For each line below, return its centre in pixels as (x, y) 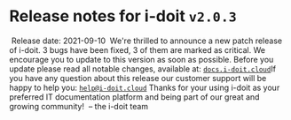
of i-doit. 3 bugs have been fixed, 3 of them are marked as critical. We (138, 49)
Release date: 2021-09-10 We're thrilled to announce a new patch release (146, 41)
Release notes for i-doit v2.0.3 (123, 16)
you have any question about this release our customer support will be (138, 78)
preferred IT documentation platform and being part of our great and (134, 97)
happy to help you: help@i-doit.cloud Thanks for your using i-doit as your (145, 87)
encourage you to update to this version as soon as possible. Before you (142, 59)
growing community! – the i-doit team (79, 106)
